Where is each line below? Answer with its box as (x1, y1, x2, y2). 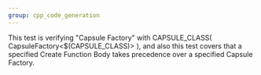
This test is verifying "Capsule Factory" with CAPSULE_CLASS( (8, 33, 212, 42)
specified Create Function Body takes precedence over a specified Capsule (8, 49, 253, 59)
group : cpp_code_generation (8, 11, 101, 20)
